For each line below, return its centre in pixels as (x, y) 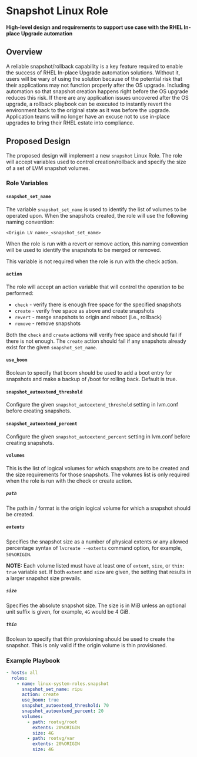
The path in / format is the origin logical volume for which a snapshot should (98, 508)
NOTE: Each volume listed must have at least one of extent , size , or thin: (96, 565)
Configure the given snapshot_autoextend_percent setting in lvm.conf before (98, 436)
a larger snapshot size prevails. (44, 578)
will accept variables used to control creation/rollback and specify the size (96, 162)
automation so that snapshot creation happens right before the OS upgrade (97, 91)
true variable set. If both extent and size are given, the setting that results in (99, 572)
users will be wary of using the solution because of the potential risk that (94, 78)
